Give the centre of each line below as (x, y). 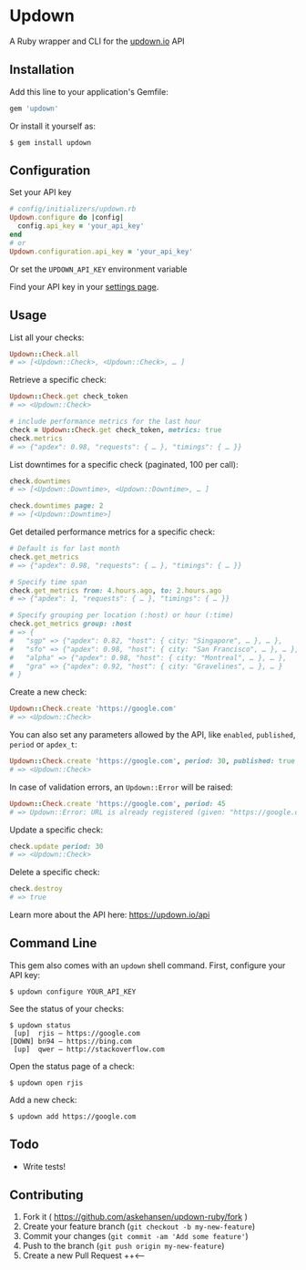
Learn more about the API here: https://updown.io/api (110, 914)
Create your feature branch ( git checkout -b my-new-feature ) (139, 1226)
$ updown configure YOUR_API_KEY (73, 991)
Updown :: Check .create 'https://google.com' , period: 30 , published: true (153, 761)
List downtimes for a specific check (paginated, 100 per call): (124, 464)
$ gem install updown (51, 142)
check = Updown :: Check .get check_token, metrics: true (116, 429)
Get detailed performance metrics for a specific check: (112, 532)
